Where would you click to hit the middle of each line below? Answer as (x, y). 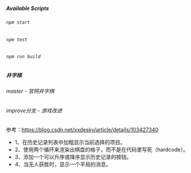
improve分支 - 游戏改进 (34, 110)
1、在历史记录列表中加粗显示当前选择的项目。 (70, 142)
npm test (17, 39)
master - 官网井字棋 (30, 91)
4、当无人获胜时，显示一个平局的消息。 (63, 164)
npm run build (24, 57)
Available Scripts (27, 8)
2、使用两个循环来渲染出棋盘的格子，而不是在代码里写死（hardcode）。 (101, 149)
